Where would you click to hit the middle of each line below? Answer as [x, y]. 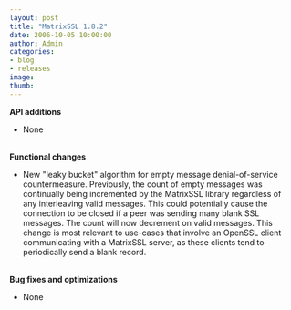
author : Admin [36, 43]
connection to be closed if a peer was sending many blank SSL [141, 213]
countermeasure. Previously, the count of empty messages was [142, 184]
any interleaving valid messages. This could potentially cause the [145, 203]
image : [22, 77]
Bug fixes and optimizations [64, 279]
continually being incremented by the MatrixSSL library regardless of [152, 193]
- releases [30, 69]
